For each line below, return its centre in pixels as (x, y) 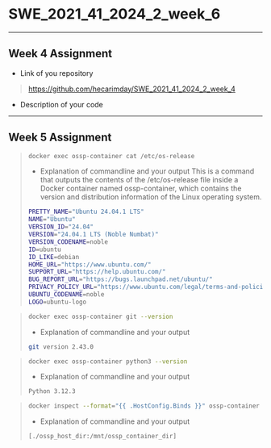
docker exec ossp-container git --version (100, 316)
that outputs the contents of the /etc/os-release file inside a (139, 180)
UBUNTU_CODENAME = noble (66, 295)
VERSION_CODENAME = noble (68, 242)
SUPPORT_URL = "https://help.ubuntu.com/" (97, 272)
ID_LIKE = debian (54, 257)
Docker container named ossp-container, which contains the (141, 188)
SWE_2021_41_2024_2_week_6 (115, 14)
